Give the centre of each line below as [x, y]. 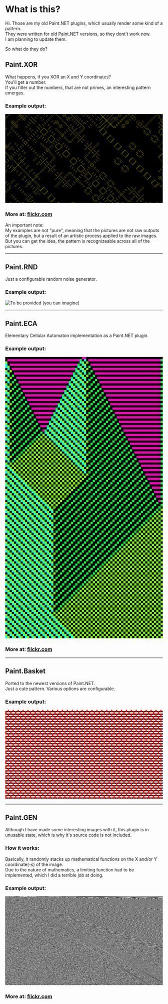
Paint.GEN [21, 817]
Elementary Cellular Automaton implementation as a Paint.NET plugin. [77, 336]
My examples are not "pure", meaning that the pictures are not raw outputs [82, 231]
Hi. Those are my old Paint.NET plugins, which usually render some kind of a [84, 23]
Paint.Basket [25, 671]
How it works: [22, 848]
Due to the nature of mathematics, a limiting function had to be [69, 869]
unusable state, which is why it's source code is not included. [68, 835]
